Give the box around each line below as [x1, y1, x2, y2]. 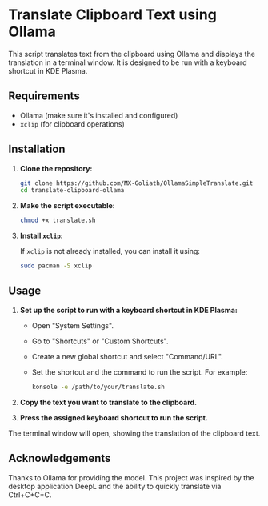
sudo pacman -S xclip [19, 262, 92, 270]
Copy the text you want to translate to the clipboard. [19, 397, 198, 407]
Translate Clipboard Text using [8, 6, 218, 24]
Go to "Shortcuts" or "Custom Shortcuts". [31, 336, 169, 346]
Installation [8, 143, 66, 156]
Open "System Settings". [31, 320, 114, 330]
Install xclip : [19, 231, 63, 241]
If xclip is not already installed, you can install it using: [19, 247, 200, 256]
